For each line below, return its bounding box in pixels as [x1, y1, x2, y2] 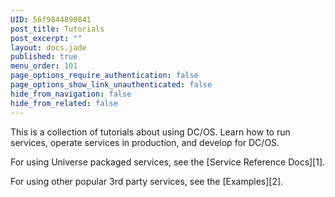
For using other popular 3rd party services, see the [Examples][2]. [10, 175, 284, 187]
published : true [10, 52, 78, 62]
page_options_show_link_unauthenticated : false [10, 80, 213, 90]
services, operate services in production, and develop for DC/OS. [10, 136, 280, 148]
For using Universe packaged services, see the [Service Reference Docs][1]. [10, 156, 326, 168]
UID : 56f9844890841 [10, 14, 92, 25]
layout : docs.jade [10, 42, 87, 53]
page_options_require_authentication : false [10, 71, 199, 81]
